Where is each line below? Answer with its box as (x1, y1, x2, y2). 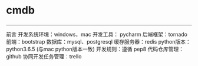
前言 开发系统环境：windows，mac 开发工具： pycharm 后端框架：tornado (6, 31, 187, 38)
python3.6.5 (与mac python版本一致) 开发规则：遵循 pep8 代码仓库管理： (6, 45, 184, 53)
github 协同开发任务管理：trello (6, 53, 82, 60)
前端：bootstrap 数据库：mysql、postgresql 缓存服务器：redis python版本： (6, 38, 191, 45)
